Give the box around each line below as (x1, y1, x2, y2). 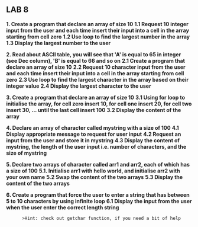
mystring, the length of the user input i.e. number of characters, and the (6, 143, 187, 150)
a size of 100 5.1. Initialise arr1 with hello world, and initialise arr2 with (6, 167, 180, 174)
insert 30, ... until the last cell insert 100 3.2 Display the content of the (6, 106, 181, 113)
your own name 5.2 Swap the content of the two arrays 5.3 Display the (6, 173, 183, 180)
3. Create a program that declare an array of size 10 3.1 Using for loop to (6, 94, 185, 101)
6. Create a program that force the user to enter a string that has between (6, 191, 190, 198)
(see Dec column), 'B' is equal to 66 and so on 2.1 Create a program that (6, 57, 185, 64)
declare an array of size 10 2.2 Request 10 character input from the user (6, 63, 186, 71)
